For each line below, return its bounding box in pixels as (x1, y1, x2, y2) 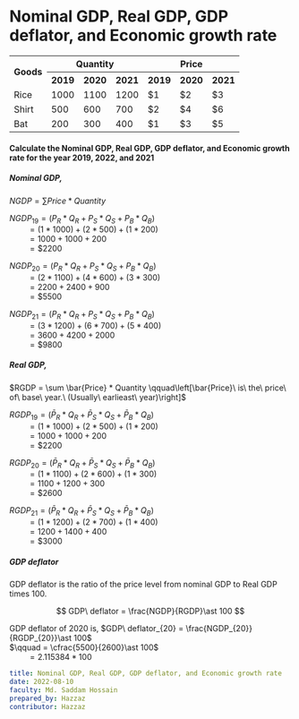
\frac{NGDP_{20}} (185, 623, 253, 634)
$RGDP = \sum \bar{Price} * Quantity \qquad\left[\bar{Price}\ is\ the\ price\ (9, 382, 286, 393)
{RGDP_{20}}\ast (9, 633, 73, 644)
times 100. (9, 588, 47, 599)
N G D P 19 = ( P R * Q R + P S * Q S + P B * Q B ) (9, 212, 155, 226)
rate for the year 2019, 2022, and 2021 (9, 152, 155, 163)
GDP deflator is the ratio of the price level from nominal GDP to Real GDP (9, 579, 278, 590)
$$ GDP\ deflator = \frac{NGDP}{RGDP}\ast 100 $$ (56, 606, 245, 617)
